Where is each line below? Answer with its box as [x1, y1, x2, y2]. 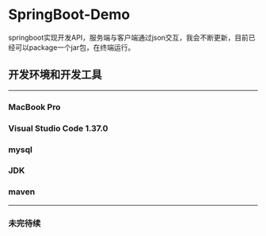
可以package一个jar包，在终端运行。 [14, 42, 135, 52]
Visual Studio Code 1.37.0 [8, 123, 108, 134]
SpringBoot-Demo [8, 6, 131, 24]
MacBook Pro [8, 101, 61, 112]
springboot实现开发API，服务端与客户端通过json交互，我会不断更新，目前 [8, 32, 249, 42]
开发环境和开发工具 [8, 68, 102, 82]
